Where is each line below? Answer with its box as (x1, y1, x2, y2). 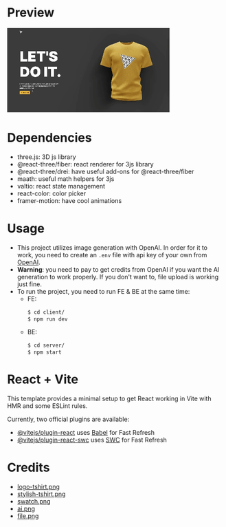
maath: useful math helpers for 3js (16, 174, 115, 183)
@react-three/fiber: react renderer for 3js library (16, 160, 154, 168)
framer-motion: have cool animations (16, 196, 122, 204)
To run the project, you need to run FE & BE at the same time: (16, 287, 190, 295)
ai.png (16, 504, 36, 513)
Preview (7, 5, 55, 21)
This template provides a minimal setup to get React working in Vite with (7, 394, 212, 402)
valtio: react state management (16, 182, 105, 190)
